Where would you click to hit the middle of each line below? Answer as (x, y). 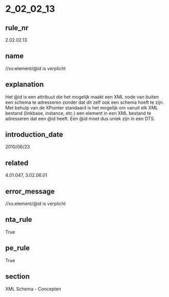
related (17, 163)
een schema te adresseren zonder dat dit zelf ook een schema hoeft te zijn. (85, 102)
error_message (30, 191)
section (17, 277)
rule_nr (17, 28)
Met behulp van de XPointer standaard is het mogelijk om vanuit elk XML (82, 107)
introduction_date (34, 135)
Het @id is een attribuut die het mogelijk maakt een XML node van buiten (82, 97)
